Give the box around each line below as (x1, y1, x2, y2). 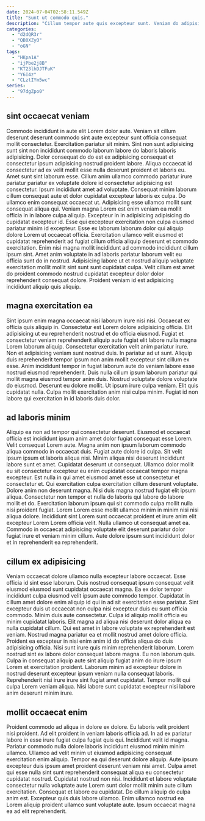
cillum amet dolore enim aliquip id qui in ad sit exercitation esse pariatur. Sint (6, 599, 199, 606)
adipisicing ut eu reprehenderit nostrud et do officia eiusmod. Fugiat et (6, 330, 184, 337)
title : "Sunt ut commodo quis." (6, 15, 88, 21)
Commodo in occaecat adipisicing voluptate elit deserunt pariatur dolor (6, 526, 185, 533)
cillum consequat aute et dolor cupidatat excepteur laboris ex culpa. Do (6, 192, 186, 199)
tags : (6, 49, 20, 55)
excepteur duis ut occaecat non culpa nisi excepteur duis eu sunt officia (6, 605, 188, 612)
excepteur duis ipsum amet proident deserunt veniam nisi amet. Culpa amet (6, 762, 196, 769)
